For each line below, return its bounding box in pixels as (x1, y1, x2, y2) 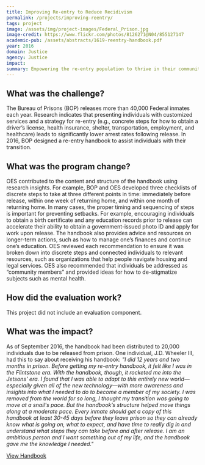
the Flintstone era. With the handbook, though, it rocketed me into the (6, 368, 182, 376)
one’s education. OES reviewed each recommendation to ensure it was (6, 243, 184, 249)
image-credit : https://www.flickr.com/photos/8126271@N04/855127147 (6, 32, 184, 38)
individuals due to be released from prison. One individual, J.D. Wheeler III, (6, 349, 194, 356)
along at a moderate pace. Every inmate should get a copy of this (6, 408, 172, 415)
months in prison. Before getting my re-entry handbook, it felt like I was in (6, 362, 192, 370)
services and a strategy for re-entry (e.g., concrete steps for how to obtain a (6, 117, 198, 125)
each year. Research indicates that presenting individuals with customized (6, 111, 193, 119)
